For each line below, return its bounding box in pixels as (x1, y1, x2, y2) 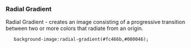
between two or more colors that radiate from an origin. (5, 25, 143, 32)
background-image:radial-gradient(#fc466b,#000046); (13, 37, 149, 43)
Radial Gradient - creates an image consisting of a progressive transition (5, 19, 186, 26)
